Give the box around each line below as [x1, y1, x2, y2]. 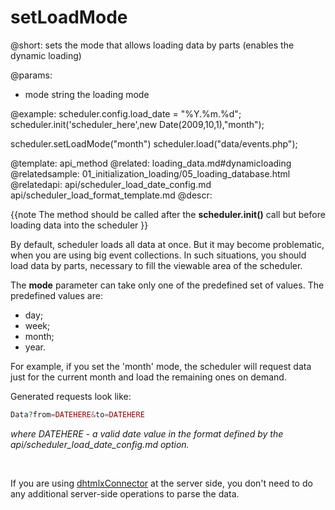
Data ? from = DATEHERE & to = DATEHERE [10, 409, 145, 420]
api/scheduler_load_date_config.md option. [10, 438, 190, 450]
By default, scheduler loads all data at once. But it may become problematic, [10, 238, 325, 250]
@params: [10, 69, 53, 81]
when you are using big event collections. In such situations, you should [10, 249, 307, 261]
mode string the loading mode [24, 88, 150, 100]
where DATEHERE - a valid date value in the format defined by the [10, 427, 284, 440]
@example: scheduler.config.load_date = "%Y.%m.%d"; [10, 107, 242, 120]
